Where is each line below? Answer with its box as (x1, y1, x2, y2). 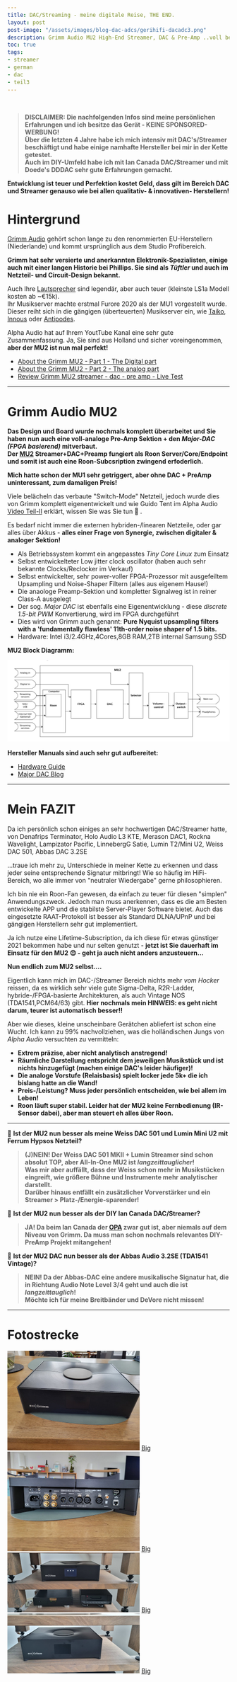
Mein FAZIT (7, 801, 76, 818)
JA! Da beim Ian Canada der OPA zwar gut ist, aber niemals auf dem (24, 1223, 227, 1231)
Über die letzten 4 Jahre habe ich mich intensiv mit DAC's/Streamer (24, 135, 227, 144)
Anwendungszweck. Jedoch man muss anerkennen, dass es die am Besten (7, 897, 227, 905)
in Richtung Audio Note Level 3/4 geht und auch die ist (24, 1280, 188, 1288)
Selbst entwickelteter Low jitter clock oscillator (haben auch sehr (17, 557, 206, 566)
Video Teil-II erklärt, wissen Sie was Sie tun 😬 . (7, 507, 142, 516)
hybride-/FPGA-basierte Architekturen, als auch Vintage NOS (7, 991, 186, 1000)
